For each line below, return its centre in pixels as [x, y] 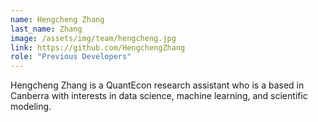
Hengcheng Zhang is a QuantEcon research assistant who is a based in [157, 85]
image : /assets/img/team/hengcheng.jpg [93, 38]
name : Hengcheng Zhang [57, 19]
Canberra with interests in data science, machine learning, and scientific [159, 96]
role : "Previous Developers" [71, 57]
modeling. [31, 107]
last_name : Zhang [46, 29]
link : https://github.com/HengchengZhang [98, 47]
